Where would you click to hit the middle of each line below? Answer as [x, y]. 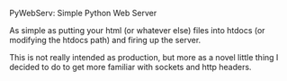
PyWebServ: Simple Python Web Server [83, 13]
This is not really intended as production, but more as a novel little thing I [144, 57]
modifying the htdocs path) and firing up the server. [105, 40]
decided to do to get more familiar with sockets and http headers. [130, 67]
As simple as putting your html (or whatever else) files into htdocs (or [137, 30]
